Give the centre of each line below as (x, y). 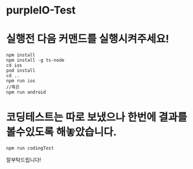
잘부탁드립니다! (24, 160)
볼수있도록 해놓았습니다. (61, 132)
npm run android (26, 92)
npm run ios (21, 81)
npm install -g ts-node (35, 60)
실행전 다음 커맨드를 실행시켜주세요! (88, 39)
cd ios (14, 65)
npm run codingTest (30, 148)
